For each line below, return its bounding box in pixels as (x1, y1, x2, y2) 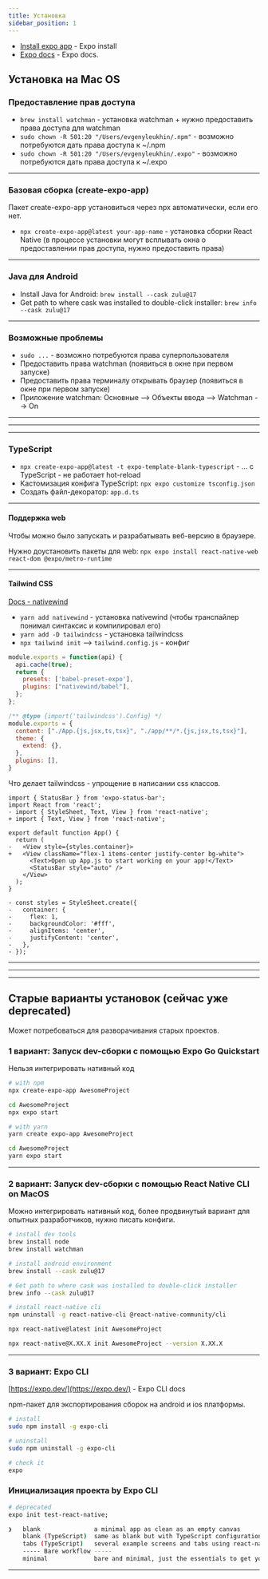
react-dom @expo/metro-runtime (8, 554, 112, 563)
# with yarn (8, 1123, 48, 1131)
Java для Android (8, 271, 78, 282)
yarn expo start (8, 1152, 62, 1160)
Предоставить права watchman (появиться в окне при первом (19, 359, 234, 368)
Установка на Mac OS (8, 73, 120, 86)
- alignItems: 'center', (8, 926, 105, 934)
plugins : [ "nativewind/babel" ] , (22, 683, 130, 691)
